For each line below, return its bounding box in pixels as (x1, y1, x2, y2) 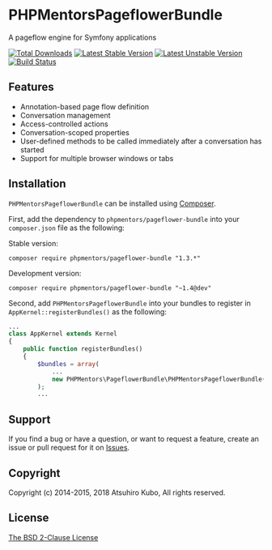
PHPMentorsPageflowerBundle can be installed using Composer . (8, 198, 216, 208)
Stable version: (8, 238, 59, 248)
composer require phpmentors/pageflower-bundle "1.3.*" (8, 254, 201, 262)
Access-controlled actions (19, 119, 108, 129)
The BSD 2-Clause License (8, 532, 99, 542)
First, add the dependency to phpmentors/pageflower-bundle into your (8, 214, 240, 224)
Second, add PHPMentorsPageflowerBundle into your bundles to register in (8, 298, 251, 308)
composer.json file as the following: (8, 223, 125, 232)
